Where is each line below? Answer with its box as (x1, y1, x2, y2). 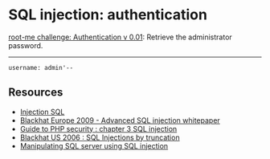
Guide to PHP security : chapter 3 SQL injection (19, 124, 178, 133)
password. (8, 40, 43, 50)
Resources (8, 86, 63, 100)
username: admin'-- (8, 63, 74, 71)
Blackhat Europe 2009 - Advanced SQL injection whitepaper (19, 115, 221, 125)
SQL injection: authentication (8, 6, 207, 24)
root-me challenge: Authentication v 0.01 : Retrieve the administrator (8, 32, 233, 42)
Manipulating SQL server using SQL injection (19, 141, 169, 150)
